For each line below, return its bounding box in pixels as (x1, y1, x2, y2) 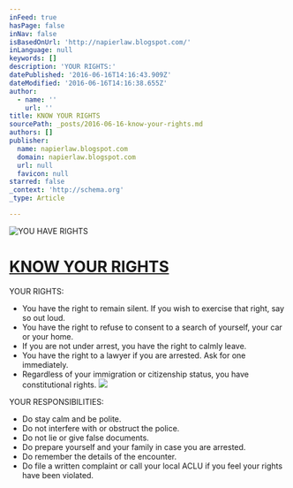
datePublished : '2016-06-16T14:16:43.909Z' (9, 71, 172, 80)
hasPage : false (9, 21, 65, 30)
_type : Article (9, 194, 65, 203)
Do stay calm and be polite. (21, 413, 122, 424)
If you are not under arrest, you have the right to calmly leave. (21, 340, 247, 351)
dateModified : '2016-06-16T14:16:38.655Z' (9, 79, 168, 88)
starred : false (9, 178, 65, 187)
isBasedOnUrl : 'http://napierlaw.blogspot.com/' (9, 37, 192, 47)
